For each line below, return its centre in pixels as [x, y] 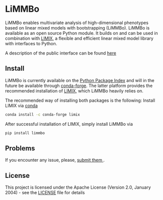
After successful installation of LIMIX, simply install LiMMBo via [69, 124]
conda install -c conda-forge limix [42, 114]
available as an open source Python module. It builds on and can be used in [81, 33]
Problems [20, 148]
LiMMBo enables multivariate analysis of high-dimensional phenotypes [77, 23]
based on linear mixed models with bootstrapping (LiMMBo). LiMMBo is [77, 28]
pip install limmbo [25, 133]
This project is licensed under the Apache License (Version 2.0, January [78, 187]
